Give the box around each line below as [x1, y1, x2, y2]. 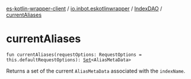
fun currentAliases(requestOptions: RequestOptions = [6, 52, 142, 58]
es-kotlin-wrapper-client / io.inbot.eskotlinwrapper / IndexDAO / [6, 5, 163, 12]
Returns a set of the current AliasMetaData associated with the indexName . [6, 67, 186, 74]
